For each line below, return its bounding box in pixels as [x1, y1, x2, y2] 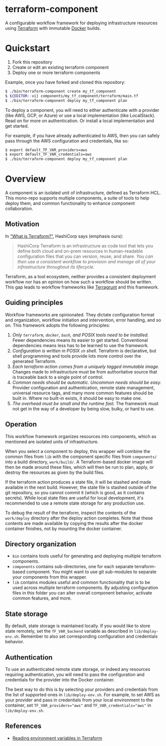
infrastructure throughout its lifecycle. [17, 264, 95, 270]
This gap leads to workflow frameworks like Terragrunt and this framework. [5, 284, 160, 290]
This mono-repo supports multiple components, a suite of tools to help [5, 195, 150, 201]
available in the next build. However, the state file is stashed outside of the [5, 484, 157, 490]
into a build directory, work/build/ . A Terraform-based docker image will [5, 458, 153, 465]
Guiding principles [5, 298, 63, 307]
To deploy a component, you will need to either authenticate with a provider [5, 107, 160, 113]
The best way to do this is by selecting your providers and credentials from [5, 686, 158, 692]
